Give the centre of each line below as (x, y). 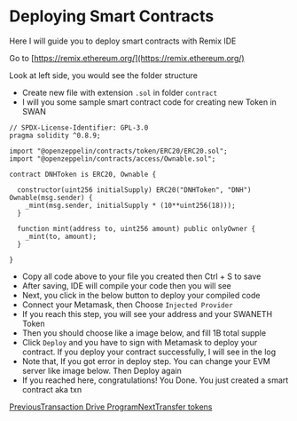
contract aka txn (52, 389)
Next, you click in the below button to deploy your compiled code (141, 295)
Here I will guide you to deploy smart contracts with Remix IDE (123, 41)
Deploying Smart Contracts (112, 16)
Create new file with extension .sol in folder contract (120, 92)
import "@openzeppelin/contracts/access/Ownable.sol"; (113, 159)
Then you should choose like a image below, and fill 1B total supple (144, 333)
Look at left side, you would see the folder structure (103, 75)
